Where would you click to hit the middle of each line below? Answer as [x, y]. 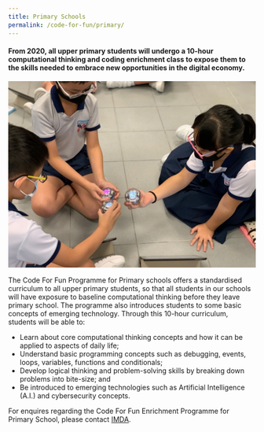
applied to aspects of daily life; [69, 345]
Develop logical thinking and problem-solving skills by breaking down [132, 371]
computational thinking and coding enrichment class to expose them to [127, 60]
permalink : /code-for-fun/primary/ [66, 25]
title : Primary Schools [47, 17]
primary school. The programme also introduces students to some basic [125, 305]
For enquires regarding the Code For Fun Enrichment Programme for [119, 411]
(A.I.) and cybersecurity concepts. [75, 396]
